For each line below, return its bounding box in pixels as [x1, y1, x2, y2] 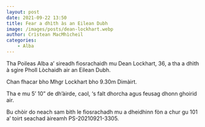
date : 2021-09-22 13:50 [6, 15, 67, 21]
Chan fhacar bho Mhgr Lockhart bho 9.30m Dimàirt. [6, 78, 138, 85]
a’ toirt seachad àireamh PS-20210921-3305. [6, 114, 119, 122]
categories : [6, 37, 37, 43]
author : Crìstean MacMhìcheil [6, 32, 84, 38]
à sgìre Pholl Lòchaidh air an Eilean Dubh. [6, 66, 111, 73]
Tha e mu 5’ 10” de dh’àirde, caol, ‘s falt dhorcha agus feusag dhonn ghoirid [6, 90, 197, 97]
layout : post [6, 9, 40, 15]
